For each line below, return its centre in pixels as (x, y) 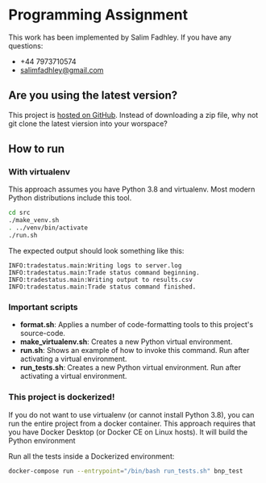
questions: (26, 45)
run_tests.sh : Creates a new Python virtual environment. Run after (131, 367)
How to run (37, 149)
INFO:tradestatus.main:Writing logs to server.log (95, 265)
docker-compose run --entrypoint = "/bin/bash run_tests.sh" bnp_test (126, 471)
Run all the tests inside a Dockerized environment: (91, 456)
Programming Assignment (98, 15)
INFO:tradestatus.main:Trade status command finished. (102, 287)
